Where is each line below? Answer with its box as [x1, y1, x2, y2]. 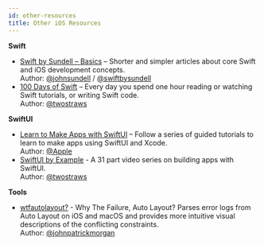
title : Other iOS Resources [8, 19, 102, 27]
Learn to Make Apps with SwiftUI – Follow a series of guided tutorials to [19, 129, 254, 139]
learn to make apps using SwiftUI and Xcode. [19, 138, 168, 147]
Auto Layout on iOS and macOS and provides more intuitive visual [19, 211, 236, 220]
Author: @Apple [19, 146, 73, 156]
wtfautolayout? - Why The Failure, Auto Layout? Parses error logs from [19, 202, 251, 212]
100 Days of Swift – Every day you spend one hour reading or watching [19, 81, 253, 91]
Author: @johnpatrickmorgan [19, 227, 115, 237]
